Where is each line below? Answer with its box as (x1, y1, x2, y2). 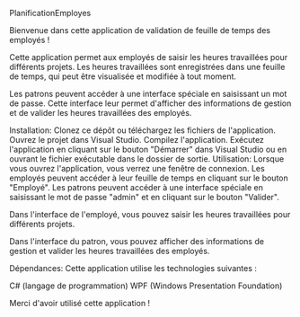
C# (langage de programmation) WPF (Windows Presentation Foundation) (9, 280, 283, 291)
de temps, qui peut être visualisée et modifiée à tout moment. (9, 71, 236, 82)
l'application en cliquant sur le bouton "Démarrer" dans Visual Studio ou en (9, 144, 287, 154)
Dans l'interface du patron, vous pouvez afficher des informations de (9, 236, 265, 246)
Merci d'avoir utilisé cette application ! (9, 298, 151, 308)
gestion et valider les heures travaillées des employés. (9, 246, 210, 256)
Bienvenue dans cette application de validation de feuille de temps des (9, 25, 271, 35)
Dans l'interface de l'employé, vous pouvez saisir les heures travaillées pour (9, 209, 291, 219)
